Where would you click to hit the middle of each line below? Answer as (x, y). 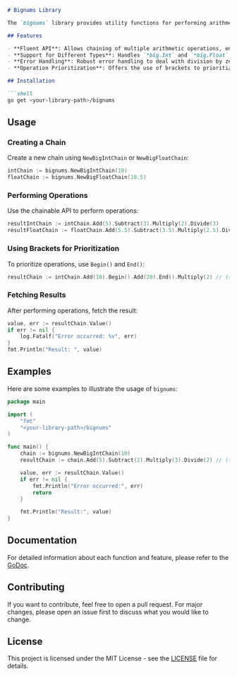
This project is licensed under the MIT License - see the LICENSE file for (112, 658)
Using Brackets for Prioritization (63, 249)
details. (18, 666)
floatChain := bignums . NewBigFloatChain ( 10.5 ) (77, 177)
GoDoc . (18, 565)
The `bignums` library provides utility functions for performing (107, 23)
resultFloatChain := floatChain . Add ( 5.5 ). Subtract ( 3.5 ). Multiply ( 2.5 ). (115, 231)
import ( (20, 414)
